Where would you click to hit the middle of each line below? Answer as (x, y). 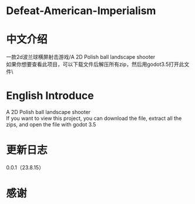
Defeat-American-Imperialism (81, 11)
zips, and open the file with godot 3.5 (51, 125)
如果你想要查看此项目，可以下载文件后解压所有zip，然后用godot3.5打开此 (95, 64)
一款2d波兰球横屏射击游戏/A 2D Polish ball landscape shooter (81, 57)
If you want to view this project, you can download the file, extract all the (94, 118)
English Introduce (50, 96)
